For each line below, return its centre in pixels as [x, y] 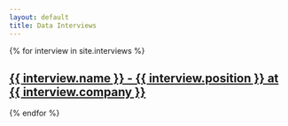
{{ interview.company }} [78, 92]
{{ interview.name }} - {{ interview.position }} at [144, 78]
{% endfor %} [35, 113]
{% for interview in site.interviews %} [77, 50]
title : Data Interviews [53, 26]
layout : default [39, 17]
